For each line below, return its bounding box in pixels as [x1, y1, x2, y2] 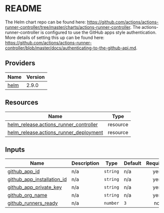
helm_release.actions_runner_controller [7, 121, 98, 128]
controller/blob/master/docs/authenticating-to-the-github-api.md [5, 45, 137, 51]
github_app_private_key [7, 184, 62, 191]
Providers [5, 59, 36, 67]
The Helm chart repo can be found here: [5, 19, 86, 25]
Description [71, 160, 100, 167]
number [104, 200, 120, 206]
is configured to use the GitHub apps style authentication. [41, 29, 157, 35]
